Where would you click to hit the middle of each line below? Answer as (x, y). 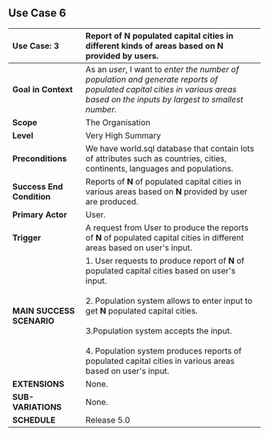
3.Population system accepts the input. (159, 330)
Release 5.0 (108, 420)
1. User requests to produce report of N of (165, 260)
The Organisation (118, 122)
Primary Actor (40, 214)
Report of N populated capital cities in (159, 35)
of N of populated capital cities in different (165, 237)
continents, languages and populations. (159, 168)
